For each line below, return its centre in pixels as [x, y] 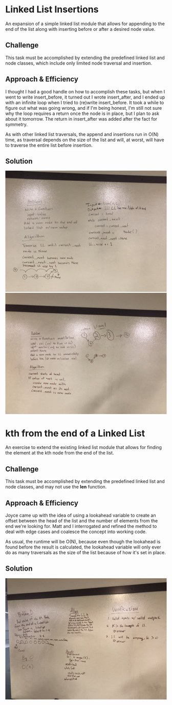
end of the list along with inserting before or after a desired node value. [80, 29]
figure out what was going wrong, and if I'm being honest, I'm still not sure [84, 108]
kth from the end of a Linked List [75, 433]
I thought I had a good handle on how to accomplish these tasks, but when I [85, 91]
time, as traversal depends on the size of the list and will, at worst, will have [85, 140]
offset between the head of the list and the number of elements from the [82, 521]
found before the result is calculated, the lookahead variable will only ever [83, 547]
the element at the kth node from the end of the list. [60, 453]
